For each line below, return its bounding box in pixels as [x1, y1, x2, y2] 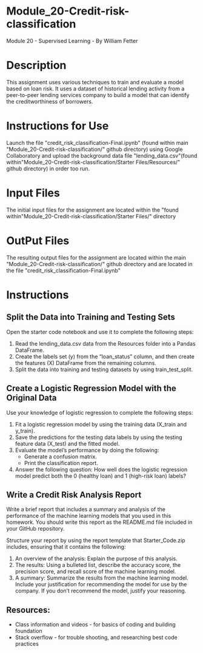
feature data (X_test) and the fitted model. [15, 440, 120, 447]
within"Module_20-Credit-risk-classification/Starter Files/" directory [6, 212, 176, 219]
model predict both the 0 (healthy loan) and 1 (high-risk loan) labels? [15, 472, 187, 480]
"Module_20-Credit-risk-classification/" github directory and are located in [6, 260, 193, 267]
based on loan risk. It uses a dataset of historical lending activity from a [6, 85, 185, 92]
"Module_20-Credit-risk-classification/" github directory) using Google [6, 146, 183, 153]
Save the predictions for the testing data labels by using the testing [15, 434, 183, 441]
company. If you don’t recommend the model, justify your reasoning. [15, 587, 187, 595]
